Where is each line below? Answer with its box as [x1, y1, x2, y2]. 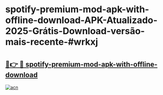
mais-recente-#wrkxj [5, 36, 98, 48]
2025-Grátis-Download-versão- [5, 26, 145, 37]
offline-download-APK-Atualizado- [5, 14, 158, 26]
